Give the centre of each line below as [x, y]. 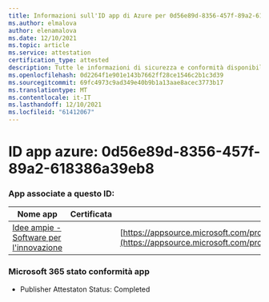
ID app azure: [53, 152]
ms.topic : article [39, 46]
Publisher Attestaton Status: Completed [85, 289]
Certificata [91, 214]
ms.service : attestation [50, 53]
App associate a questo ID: [61, 194]
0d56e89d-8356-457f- [181, 152]
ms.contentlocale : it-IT [50, 97]
